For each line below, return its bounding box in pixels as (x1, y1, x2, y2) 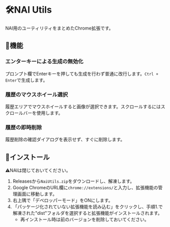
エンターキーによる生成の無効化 (5, 58, 83, 65)
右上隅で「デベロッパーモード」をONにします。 (12, 197, 113, 204)
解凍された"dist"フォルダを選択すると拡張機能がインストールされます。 (12, 210, 163, 216)
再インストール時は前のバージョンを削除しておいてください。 (20, 216, 149, 222)
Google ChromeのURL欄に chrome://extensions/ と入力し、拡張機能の (12, 185, 159, 191)
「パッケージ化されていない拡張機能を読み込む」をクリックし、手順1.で (12, 204, 163, 210)
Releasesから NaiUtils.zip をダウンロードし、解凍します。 (12, 178, 135, 184)
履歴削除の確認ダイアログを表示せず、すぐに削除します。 (5, 136, 125, 143)
